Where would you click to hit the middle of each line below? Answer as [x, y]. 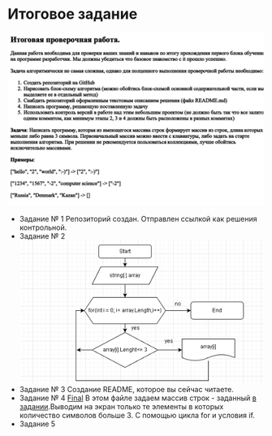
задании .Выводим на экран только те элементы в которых [121, 407]
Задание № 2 [42, 235]
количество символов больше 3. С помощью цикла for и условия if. [137, 416]
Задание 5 [37, 424]
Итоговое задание [73, 14]
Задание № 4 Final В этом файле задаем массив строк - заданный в [138, 398]
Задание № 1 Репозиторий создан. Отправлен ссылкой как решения [138, 218]
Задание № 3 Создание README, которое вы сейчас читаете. [127, 390]
